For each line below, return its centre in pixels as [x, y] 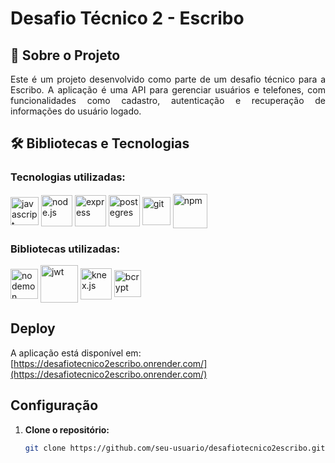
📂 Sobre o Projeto [65, 55]
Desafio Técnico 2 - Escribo [127, 18]
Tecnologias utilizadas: [68, 177]
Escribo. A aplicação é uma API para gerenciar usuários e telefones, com [168, 90]
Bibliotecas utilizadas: [65, 249]
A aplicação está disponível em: [76, 353]
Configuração [54, 405]
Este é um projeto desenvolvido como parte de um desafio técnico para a [168, 79]
